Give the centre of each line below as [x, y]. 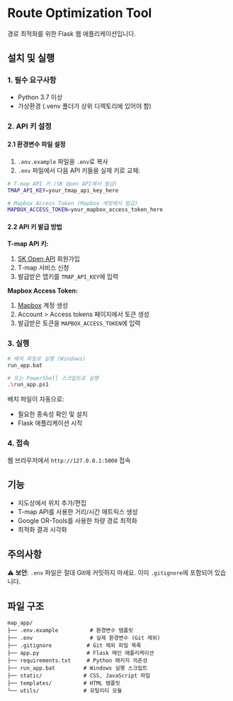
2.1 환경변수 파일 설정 [36, 144]
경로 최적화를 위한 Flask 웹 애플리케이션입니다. [72, 33]
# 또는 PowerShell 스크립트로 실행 [53, 378]
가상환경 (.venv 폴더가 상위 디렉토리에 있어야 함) [85, 106]
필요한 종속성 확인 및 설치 [53, 414]
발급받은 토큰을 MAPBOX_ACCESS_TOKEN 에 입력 [79, 323]
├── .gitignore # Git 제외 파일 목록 [74, 645]
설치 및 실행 [31, 58]
